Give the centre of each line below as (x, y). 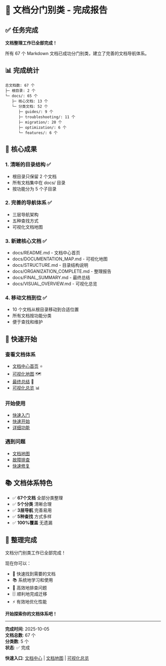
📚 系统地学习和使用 (33, 580)
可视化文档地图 (27, 227)
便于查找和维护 (27, 322)
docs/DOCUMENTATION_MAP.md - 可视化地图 (60, 259)
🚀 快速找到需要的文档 (34, 574)
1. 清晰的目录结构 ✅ (28, 165)
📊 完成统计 (22, 71)
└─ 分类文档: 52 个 (30, 106)
